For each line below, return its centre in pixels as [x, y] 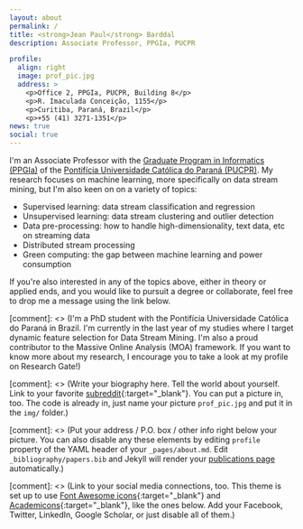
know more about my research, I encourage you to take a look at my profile [149, 357]
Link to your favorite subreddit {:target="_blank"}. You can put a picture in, [147, 393]
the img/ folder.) [39, 413]
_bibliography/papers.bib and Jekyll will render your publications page [142, 459]
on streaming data [56, 235]
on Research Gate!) [45, 366]
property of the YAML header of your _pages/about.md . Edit [119, 449]
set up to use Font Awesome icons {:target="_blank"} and [115, 496]
